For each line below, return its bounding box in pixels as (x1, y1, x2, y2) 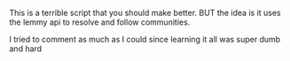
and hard (9, 43, 43, 54)
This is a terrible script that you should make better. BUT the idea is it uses (9, 8, 281, 18)
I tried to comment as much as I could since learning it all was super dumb (9, 34, 281, 44)
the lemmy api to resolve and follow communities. (9, 17, 191, 27)
